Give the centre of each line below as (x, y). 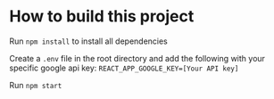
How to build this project (102, 16)
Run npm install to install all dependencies (88, 41)
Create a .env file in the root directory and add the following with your (137, 58)
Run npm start (36, 85)
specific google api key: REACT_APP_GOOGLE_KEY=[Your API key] (124, 68)
